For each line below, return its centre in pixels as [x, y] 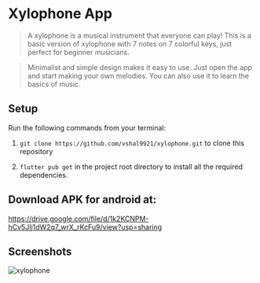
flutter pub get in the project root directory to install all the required [131, 167]
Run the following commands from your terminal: [87, 127]
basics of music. [54, 84]
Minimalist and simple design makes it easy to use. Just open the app [140, 67]
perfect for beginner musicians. [78, 52]
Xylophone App [60, 14]
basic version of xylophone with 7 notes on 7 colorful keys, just [130, 43]
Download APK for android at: [82, 200]
